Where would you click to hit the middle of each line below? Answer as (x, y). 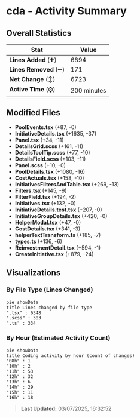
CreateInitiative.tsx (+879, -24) (54, 254)
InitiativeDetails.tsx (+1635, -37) (56, 133)
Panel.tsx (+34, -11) (39, 140)
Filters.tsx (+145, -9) (41, 190)
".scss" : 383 (24, 318)
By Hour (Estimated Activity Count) (58, 338)
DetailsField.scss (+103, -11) (50, 159)
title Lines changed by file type (49, 308)
